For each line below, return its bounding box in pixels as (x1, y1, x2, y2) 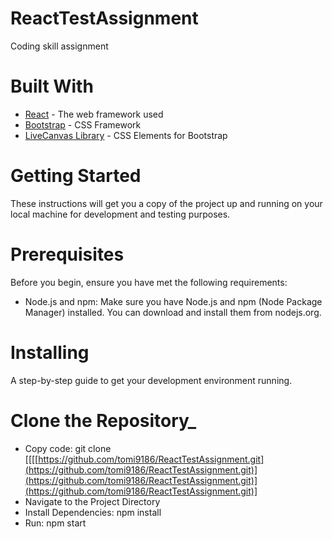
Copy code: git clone (24, 442, 112, 454)
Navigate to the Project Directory (24, 495, 161, 507)
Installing (10, 341, 90, 364)
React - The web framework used (24, 108, 164, 120)
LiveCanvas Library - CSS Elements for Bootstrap (24, 129, 228, 141)
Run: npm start (24, 517, 87, 529)
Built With (10, 75, 94, 98)
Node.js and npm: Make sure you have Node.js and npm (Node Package (24, 295, 323, 307)
